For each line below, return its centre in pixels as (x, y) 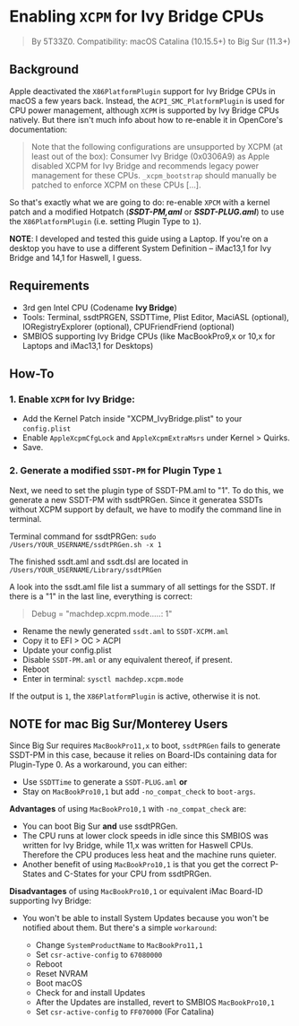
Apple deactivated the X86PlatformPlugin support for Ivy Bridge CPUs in (142, 91)
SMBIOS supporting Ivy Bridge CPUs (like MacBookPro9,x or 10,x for (149, 336)
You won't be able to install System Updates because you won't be (145, 918)
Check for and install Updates (90, 993)
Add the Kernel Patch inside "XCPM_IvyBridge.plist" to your (132, 419)
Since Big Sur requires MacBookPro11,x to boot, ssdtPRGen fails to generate (145, 745)
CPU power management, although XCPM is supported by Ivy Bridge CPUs (144, 110)
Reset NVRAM (62, 974)
